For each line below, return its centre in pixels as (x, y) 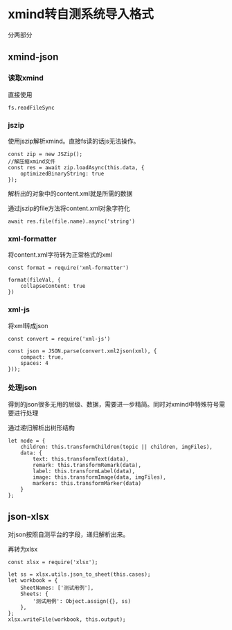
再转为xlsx (23, 549)
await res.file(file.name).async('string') (72, 221)
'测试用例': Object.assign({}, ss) (82, 601)
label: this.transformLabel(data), (84, 471)
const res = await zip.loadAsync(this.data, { (76, 167)
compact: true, (42, 357)
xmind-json (33, 57)
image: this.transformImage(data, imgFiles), (100, 477)
